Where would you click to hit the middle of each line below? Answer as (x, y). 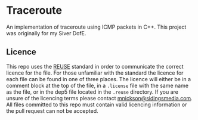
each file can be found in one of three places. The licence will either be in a (99, 79)
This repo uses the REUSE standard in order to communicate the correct (95, 66)
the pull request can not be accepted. (52, 110)
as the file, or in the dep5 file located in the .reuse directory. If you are (92, 92)
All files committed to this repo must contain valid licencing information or (97, 104)
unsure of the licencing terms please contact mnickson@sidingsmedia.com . (99, 98)
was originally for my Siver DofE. (46, 33)
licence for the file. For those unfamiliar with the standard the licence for (95, 73)
